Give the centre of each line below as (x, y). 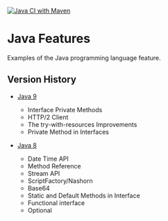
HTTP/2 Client (48, 117)
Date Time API (48, 159)
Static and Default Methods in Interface (84, 195)
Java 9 (27, 96)
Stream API (44, 173)
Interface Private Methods (65, 109)
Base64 (39, 188)
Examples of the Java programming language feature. (84, 58)
